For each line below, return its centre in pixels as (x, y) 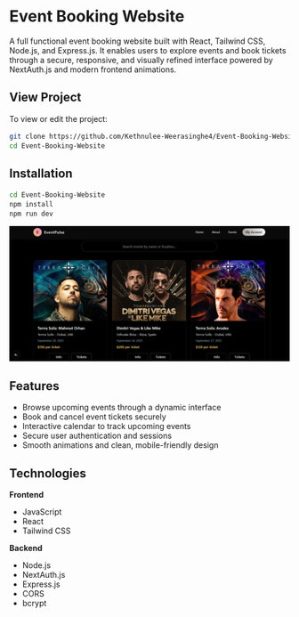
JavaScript (42, 512)
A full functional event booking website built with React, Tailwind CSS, (137, 41)
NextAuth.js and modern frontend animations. (93, 69)
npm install (31, 205)
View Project (45, 97)
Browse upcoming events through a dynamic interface (121, 408)
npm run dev (31, 214)
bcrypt (34, 604)
